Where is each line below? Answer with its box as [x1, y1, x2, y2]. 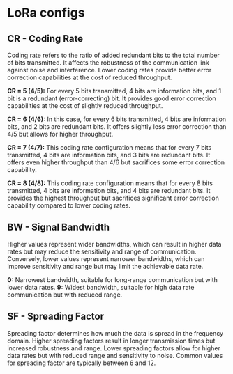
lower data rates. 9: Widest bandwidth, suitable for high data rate [7, 283, 195, 291]
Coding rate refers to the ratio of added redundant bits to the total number [7, 51, 220, 59]
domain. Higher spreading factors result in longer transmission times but [7, 336, 216, 345]
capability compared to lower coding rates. [7, 201, 131, 210]
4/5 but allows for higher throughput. [7, 130, 114, 138]
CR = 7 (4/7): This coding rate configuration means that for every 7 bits [7, 143, 212, 151]
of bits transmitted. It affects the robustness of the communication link [7, 59, 209, 67]
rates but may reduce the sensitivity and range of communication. [7, 247, 197, 256]
